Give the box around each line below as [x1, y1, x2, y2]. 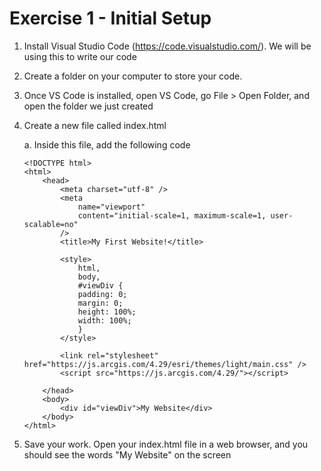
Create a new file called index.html [23, 119, 167, 131]
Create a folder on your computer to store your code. [23, 70, 243, 82]
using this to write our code [23, 50, 137, 62]
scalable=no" [23, 219, 79, 229]
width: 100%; [77, 315, 132, 326]
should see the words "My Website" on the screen [23, 448, 232, 461]
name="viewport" [77, 202, 146, 212]
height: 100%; [77, 307, 137, 317]
